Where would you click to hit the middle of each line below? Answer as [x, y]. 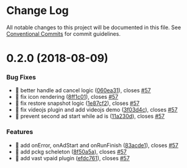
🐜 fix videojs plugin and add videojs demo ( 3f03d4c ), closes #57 [96, 110]
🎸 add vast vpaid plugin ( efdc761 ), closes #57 [72, 158]
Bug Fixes [21, 78]
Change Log [37, 11]
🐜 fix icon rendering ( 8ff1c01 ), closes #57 [67, 97]
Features [20, 132]
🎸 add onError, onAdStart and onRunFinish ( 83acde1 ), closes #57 [97, 145]
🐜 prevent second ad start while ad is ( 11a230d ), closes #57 [90, 116]
